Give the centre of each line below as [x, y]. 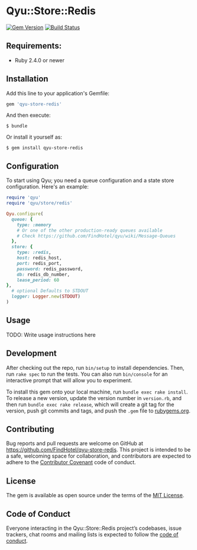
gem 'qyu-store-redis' [34, 104]
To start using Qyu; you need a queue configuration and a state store [90, 180]
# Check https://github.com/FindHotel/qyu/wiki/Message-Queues [96, 236]
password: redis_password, [50, 269]
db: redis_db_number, [43, 274]
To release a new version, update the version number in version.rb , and [94, 398]
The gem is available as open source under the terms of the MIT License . [95, 495]
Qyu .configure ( [25, 214]
